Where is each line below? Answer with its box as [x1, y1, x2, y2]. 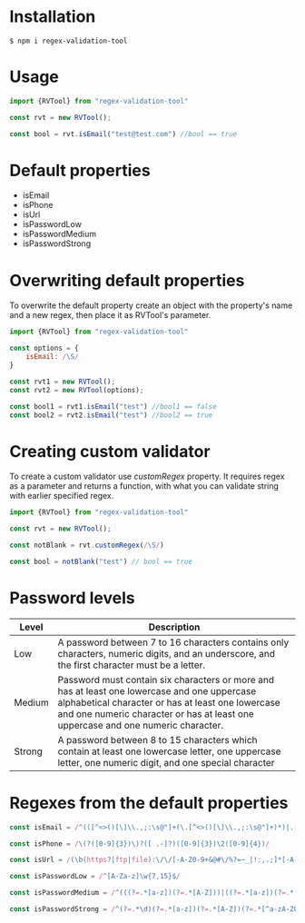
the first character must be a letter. [57, 659, 206, 671]
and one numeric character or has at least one [57, 707, 254, 720]
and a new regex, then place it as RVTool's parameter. [9, 310, 212, 321]
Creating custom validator [9, 441, 211, 461]
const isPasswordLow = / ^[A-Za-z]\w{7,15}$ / [9, 872, 181, 881]
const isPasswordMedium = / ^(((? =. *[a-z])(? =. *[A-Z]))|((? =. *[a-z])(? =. [9, 888, 290, 898]
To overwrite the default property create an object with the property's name [9, 300, 293, 311]
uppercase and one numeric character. [57, 719, 224, 731]
